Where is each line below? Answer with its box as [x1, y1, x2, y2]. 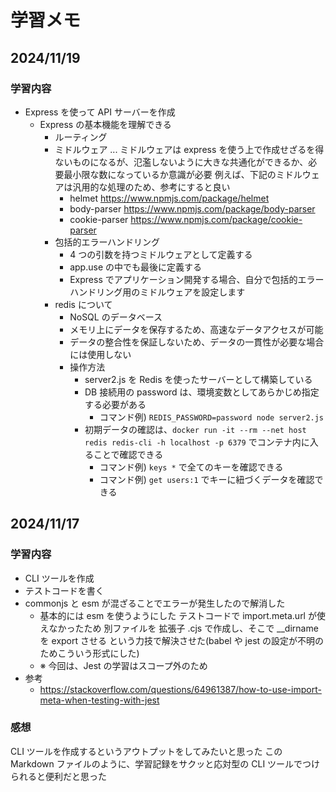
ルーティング [54, 131, 108, 143]
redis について [54, 298, 113, 310]
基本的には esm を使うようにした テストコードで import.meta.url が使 [39, 609, 326, 621]
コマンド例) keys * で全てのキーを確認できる [99, 461, 284, 473]
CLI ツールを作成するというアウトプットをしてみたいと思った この [10, 745, 283, 757]
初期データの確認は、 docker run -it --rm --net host [84, 423, 307, 435]
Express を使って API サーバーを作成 [24, 106, 176, 118]
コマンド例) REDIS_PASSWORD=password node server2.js [99, 411, 325, 423]
